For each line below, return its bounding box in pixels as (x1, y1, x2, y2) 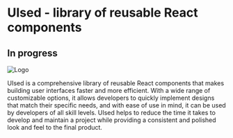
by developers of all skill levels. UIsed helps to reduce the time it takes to (7, 109, 216, 117)
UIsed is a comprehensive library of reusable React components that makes (7, 79, 225, 87)
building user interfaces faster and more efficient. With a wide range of (7, 87, 211, 94)
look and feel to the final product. (7, 123, 103, 131)
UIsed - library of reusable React (7, 5, 198, 21)
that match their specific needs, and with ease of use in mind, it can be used (7, 101, 226, 109)
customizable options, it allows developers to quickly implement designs (7, 94, 215, 102)
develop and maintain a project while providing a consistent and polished (7, 116, 217, 124)
